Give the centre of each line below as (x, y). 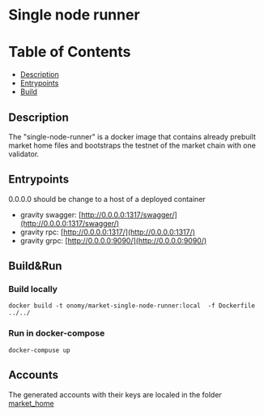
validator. (24, 154)
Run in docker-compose (57, 333)
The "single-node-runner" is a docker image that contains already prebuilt (132, 136)
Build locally (33, 289)
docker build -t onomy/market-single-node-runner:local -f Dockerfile (132, 306)
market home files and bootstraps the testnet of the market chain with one (132, 145)
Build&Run (35, 266)
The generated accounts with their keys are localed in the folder (115, 394)
